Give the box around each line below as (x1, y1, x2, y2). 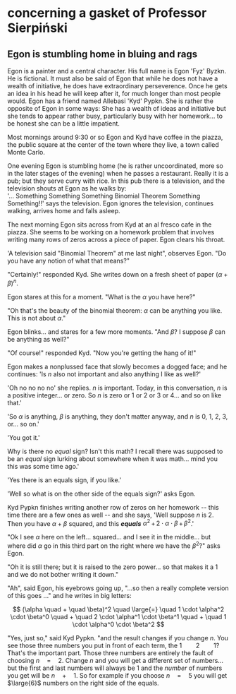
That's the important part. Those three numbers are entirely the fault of (7, 648, 213, 657)
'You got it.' (7, 433, 40, 442)
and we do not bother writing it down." (7, 570, 119, 578)
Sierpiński (7, 20, 68, 36)
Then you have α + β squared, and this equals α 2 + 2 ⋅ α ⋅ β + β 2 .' (7, 517, 194, 527)
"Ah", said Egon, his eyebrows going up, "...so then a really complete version (7, 584, 229, 592)
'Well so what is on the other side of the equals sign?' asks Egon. (7, 489, 196, 498)
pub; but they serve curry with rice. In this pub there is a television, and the (7, 177, 225, 185)
